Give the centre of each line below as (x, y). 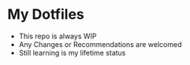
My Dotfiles (46, 14)
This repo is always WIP (58, 36)
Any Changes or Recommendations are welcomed (100, 44)
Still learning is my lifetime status (72, 52)
